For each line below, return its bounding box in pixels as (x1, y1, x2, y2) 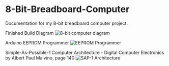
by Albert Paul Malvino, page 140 (5, 54, 75, 61)
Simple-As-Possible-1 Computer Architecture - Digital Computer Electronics (5, 49, 164, 55)
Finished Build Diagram (5, 30, 54, 36)
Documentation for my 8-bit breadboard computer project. (5, 20, 128, 26)
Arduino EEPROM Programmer (5, 39, 69, 46)
